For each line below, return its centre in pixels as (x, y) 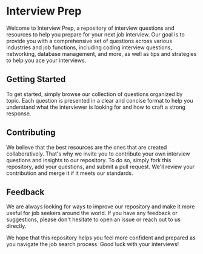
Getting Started (36, 79)
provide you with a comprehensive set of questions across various (89, 41)
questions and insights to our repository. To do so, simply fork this (89, 160)
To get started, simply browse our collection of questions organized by (95, 94)
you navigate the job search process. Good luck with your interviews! (93, 244)
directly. (16, 226)
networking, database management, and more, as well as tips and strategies (101, 53)
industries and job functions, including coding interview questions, (89, 47)
